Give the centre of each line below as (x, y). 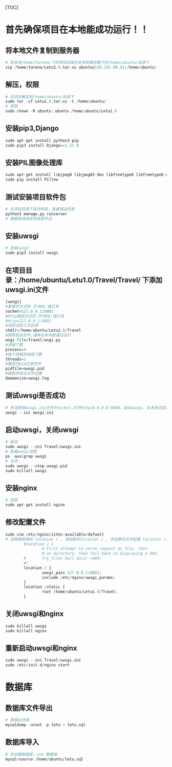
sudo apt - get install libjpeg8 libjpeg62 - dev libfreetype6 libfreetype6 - (86, 175)
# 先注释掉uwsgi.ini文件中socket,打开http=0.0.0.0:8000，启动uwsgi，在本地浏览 (85, 408)
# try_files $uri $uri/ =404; (63, 558)
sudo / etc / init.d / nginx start (38, 665)
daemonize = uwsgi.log (27, 378)
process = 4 (16, 349)
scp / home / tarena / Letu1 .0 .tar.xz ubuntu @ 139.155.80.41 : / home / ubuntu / (81, 67)
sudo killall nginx (26, 631)
